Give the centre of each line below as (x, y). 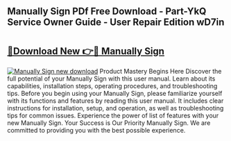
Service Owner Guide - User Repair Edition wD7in (116, 23)
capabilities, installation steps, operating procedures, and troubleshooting (112, 86)
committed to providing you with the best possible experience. (96, 130)
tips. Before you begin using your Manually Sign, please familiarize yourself (115, 93)
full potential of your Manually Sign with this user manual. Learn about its (111, 78)
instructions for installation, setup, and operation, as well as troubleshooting (115, 108)
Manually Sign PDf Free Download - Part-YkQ (107, 11)
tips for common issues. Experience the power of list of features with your (113, 115)
